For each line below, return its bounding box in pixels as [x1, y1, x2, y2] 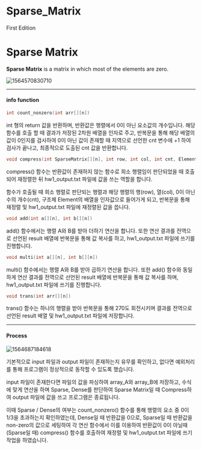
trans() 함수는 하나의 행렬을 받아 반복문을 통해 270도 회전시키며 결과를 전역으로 [6, 305, 192, 312]
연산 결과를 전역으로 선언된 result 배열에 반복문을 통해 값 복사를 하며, [17, 273, 179, 281]
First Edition [6, 24, 36, 31]
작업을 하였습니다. [6, 436, 49, 444]
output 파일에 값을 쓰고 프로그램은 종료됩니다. [12, 393, 120, 401]
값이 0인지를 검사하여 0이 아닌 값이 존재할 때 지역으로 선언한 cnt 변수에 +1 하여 [6, 136, 191, 144]
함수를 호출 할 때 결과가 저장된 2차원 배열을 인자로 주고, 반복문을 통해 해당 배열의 [6, 129, 195, 136]
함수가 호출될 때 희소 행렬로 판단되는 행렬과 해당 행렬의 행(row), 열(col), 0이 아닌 [6, 188, 195, 196]
